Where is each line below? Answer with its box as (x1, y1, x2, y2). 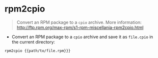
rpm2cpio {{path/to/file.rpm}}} (4, 48, 71, 53)
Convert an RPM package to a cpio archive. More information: (16, 19, 142, 25)
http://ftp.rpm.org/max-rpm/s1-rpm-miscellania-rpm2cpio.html (16, 24, 144, 30)
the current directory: (11, 39, 55, 44)
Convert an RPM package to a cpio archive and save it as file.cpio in (11, 34, 153, 40)
